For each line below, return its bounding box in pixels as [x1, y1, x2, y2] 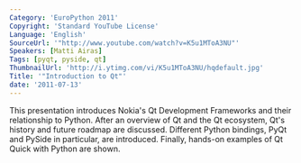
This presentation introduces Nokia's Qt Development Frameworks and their [9, 104, 292, 115]
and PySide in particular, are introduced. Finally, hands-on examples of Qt [9, 133, 284, 144]
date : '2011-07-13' [9, 80, 83, 89]
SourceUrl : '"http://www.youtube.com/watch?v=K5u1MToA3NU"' [9, 38, 241, 48]
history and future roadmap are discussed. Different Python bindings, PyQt [9, 123, 287, 135]
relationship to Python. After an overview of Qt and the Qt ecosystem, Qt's [9, 114, 286, 125]
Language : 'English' [9, 30, 87, 39]
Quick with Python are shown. [9, 143, 121, 154]
